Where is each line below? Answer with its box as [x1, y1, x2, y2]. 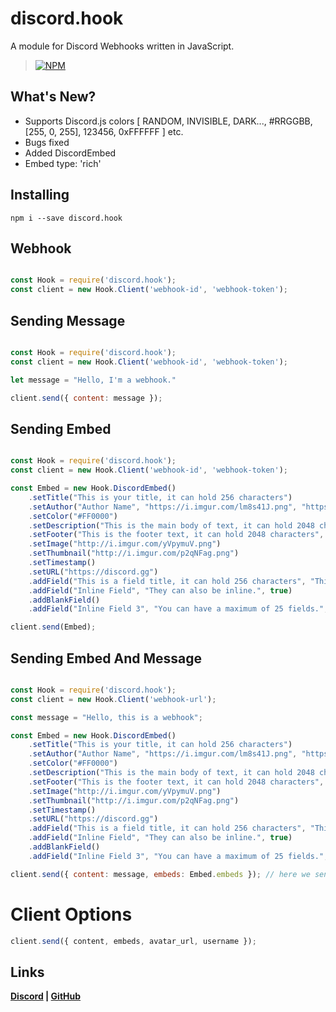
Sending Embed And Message [10, 650, 202, 667]
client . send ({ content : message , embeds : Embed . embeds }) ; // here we [10, 869, 311, 879]
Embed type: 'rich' [24, 157, 102, 169]
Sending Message [10, 312, 126, 329]
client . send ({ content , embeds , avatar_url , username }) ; [10, 936, 257, 946]
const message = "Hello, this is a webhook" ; [10, 712, 203, 722]
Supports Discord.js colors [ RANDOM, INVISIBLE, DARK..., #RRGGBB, [24, 115, 313, 127]
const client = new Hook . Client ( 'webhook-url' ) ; [10, 694, 217, 704]
